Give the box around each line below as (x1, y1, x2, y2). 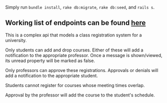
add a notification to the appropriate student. (5, 72, 98, 78)
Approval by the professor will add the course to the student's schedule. (5, 92, 155, 98)
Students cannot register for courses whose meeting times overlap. (5, 82, 145, 88)
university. (5, 37, 27, 43)
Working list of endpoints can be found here (5, 18, 146, 27)
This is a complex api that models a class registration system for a (5, 32, 142, 38)
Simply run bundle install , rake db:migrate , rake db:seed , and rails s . (5, 4, 155, 10)
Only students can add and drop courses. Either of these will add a (5, 47, 143, 53)
